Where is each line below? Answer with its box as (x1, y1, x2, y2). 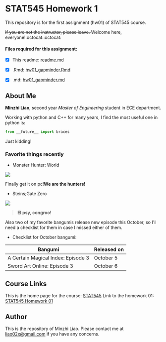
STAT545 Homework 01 (5, 298, 54, 304)
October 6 (94, 262, 118, 269)
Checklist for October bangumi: (12, 234, 77, 240)
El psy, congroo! (17, 210, 52, 216)
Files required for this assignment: (5, 46, 78, 52)
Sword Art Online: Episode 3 (7, 262, 73, 269)
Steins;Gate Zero (12, 191, 47, 197)
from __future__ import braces (5, 129, 70, 134)
